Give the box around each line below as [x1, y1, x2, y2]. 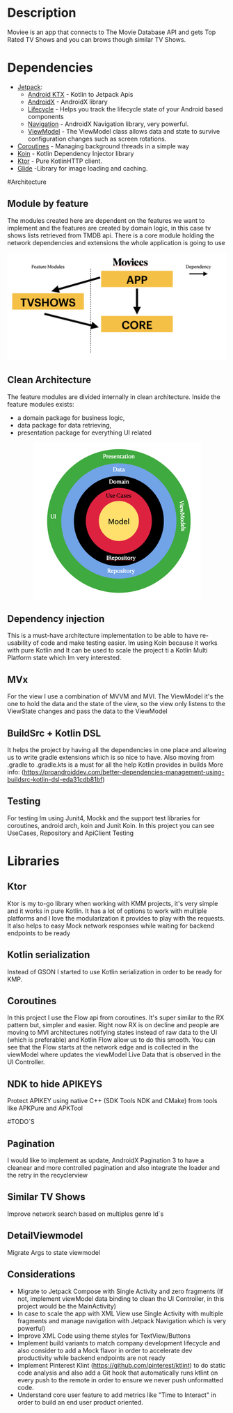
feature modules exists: [7, 400, 74, 408]
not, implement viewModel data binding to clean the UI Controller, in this [17, 1294, 225, 1303]
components [27, 112, 64, 120]
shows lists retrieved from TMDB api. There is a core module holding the [7, 231, 215, 240]
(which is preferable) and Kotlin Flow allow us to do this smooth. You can [7, 1036, 216, 1044]
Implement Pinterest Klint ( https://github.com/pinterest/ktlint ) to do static [17, 1361, 226, 1369]
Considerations [7, 1269, 76, 1281]
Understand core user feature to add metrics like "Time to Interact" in [17, 1391, 217, 1399]
